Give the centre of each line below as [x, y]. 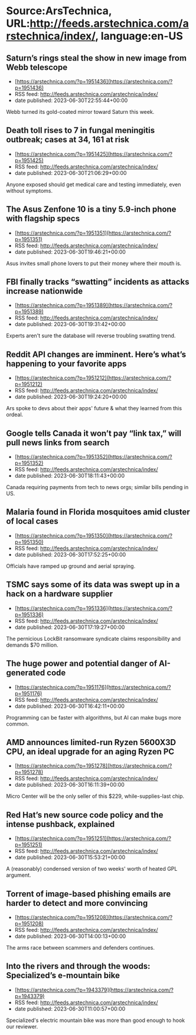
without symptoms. [30, 190]
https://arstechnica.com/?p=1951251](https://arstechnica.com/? [94, 838]
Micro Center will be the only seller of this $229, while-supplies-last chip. [95, 796]
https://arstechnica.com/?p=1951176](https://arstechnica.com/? [94, 687]
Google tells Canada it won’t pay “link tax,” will [94, 433]
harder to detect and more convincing [77, 903]
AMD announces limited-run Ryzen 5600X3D [91, 742]
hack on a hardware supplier [60, 594]
